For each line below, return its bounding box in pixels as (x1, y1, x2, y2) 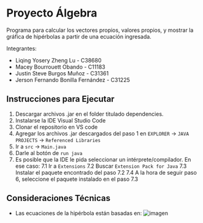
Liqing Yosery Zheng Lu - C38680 (15, 56, 102, 64)
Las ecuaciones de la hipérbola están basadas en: (15, 209, 142, 217)
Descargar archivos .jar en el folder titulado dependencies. (15, 110, 164, 118)
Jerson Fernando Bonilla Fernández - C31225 (15, 76, 130, 83)
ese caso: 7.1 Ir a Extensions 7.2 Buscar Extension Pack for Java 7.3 (15, 162, 187, 170)
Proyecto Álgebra (6, 6, 98, 20)
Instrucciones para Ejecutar (6, 94, 115, 104)
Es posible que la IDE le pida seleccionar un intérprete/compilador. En (15, 156, 191, 163)
